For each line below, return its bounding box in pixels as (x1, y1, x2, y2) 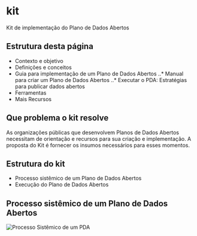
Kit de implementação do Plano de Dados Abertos (6, 24, 130, 31)
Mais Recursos (14, 95, 52, 102)
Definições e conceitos (14, 63, 72, 71)
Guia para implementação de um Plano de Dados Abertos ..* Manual (14, 70, 184, 77)
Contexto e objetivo (14, 57, 64, 64)
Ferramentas (14, 89, 47, 96)
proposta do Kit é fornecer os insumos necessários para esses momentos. (6, 141, 190, 149)
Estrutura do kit (6, 159, 65, 169)
